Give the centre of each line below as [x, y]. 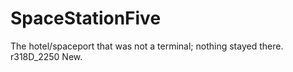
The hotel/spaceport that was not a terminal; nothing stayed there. [147, 46]
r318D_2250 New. [46, 56]
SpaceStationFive [86, 18]
